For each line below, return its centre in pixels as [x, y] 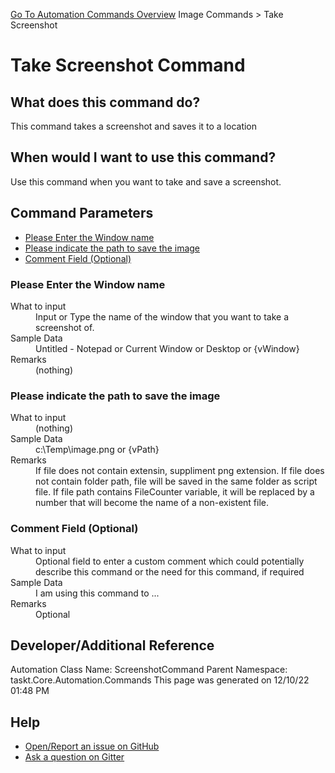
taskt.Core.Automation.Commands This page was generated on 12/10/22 [160, 680]
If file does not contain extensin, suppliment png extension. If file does [180, 471]
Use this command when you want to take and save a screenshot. [146, 181]
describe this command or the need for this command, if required [170, 571]
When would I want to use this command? [143, 157]
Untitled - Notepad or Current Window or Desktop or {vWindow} [167, 348]
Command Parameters [82, 213]
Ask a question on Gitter [74, 757]
